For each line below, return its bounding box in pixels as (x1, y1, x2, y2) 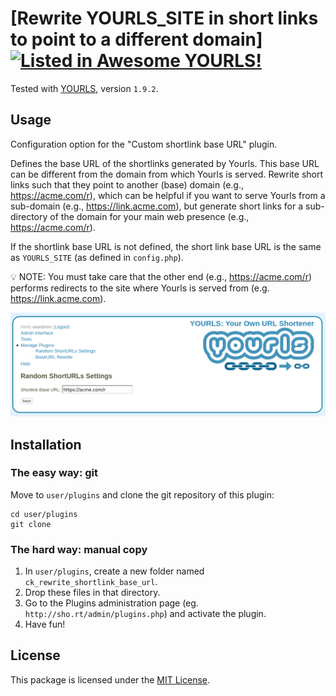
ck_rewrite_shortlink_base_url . (24, 576, 158, 588)
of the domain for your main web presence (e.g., (49, 210, 250, 222)
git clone (10, 519, 52, 529)
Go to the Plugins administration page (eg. (24, 597, 199, 609)
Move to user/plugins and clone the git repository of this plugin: (10, 488, 275, 501)
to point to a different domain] (10, 28, 263, 51)
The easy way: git (10, 466, 99, 480)
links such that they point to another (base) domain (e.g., (10, 178, 245, 191)
